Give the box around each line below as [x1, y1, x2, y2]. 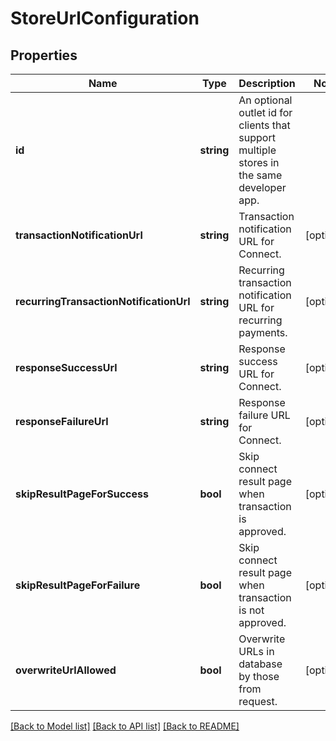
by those [238, 670, 280, 683]
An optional [238, 93, 293, 107]
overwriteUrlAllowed [15, 663, 117, 677]
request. [238, 695, 278, 708]
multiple [238, 143, 277, 157]
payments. [238, 326, 288, 339]
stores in [238, 156, 280, 169]
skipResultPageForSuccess [15, 487, 149, 501]
